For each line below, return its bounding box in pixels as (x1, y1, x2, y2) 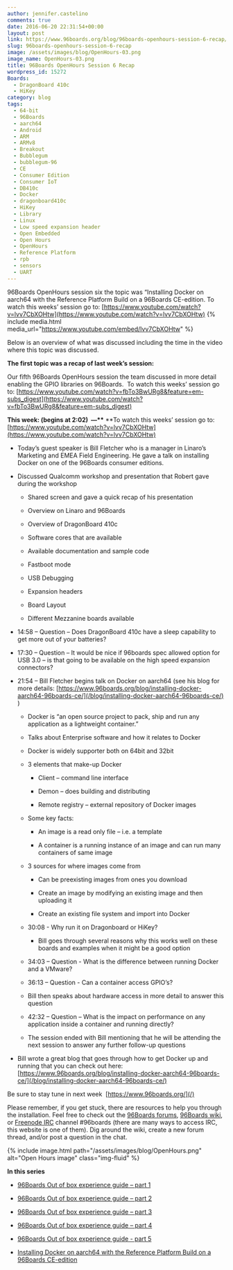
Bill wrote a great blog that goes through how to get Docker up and (17, 1054, 209, 1062)
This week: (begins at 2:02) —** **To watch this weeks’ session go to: (7, 415, 215, 424)
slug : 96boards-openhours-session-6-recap (7, 42, 132, 49)
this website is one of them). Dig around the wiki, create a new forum (7, 1125, 205, 1134)
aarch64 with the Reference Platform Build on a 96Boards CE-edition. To (7, 295, 215, 303)
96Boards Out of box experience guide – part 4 (17, 1221, 153, 1229)
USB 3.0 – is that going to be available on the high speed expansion (17, 656, 210, 664)
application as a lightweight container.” (27, 719, 139, 728)
